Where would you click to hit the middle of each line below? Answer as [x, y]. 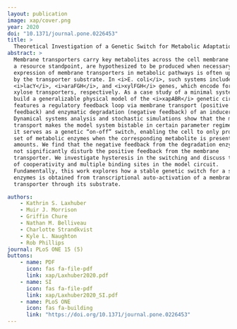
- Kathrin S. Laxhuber [53, 204]
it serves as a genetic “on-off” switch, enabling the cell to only [116, 132]
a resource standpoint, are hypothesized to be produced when [107, 66]
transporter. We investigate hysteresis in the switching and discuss [120, 158]
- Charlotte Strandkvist [56, 230]
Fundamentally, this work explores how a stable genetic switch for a [120, 171]
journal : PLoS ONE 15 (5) [45, 249]
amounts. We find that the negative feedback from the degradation [115, 145]
